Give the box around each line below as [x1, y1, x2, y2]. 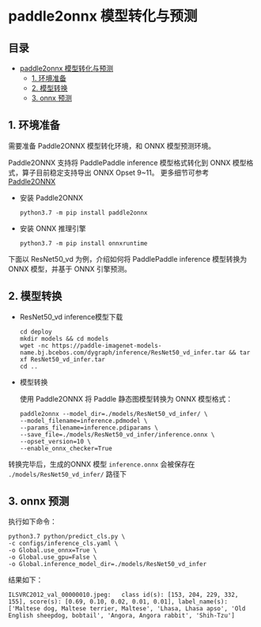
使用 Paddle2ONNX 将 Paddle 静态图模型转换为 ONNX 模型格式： [19, 394, 233, 403]
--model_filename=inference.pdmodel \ [19, 417, 148, 425]
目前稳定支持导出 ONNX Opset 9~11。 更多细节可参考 [35, 168, 210, 177]
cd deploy [19, 327, 53, 336]
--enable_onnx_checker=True [19, 444, 112, 452]
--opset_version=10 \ [19, 437, 91, 445]
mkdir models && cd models [19, 334, 109, 342]
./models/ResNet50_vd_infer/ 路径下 [8, 469, 127, 478]
